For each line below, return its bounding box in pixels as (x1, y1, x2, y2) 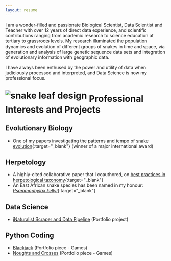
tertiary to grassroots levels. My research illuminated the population (5, 38, 148, 44)
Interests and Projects (5, 103, 101, 115)
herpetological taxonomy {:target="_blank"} (12, 177, 104, 183)
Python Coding (5, 231, 55, 240)
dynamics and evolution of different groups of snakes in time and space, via (5, 43, 165, 49)
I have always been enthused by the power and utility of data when (5, 64, 146, 70)
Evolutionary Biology (5, 124, 73, 133)
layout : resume (5, 7, 38, 13)
